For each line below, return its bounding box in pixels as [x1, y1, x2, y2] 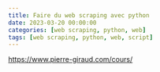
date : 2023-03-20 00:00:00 [8, 19, 97, 27]
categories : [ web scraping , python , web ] [8, 26, 147, 34]
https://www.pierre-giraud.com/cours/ [8, 55, 133, 64]
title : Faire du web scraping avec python [8, 11, 150, 20]
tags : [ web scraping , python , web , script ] [8, 33, 154, 41]
